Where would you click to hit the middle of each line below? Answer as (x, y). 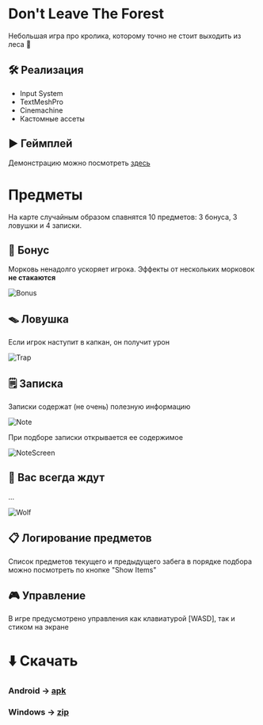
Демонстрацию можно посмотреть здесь (79, 163)
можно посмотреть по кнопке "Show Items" (82, 569)
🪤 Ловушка (38, 319)
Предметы (46, 195)
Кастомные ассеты (52, 118)
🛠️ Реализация (46, 70)
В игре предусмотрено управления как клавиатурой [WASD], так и (122, 619)
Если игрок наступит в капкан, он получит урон (89, 342)
